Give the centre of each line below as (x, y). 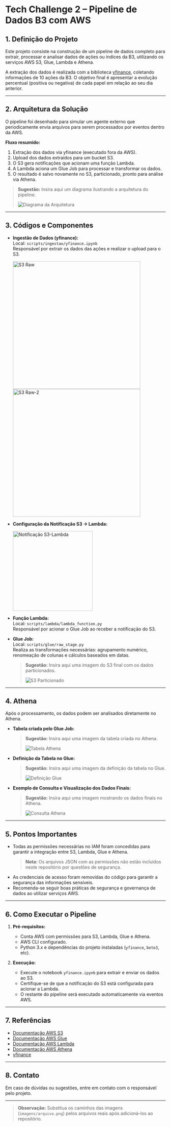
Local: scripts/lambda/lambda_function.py (57, 623)
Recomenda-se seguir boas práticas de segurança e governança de (84, 888)
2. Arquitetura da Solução (47, 109)
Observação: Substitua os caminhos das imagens (70, 1108)
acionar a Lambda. (40, 989)
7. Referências (28, 1020)
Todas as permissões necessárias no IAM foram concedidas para (81, 847)
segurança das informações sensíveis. (53, 883)
